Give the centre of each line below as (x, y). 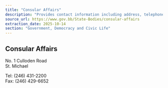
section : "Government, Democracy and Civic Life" (58, 28)
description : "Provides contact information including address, (73, 14)
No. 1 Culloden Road (26, 60)
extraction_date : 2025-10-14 (35, 24)
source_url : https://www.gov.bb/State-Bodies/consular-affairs (72, 19)
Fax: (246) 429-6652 (27, 81)
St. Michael (17, 66)
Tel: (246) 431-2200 (26, 75)
